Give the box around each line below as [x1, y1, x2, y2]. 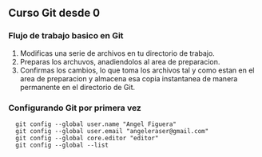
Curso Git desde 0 [8, 6, 101, 20]
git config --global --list [15, 141, 109, 149]
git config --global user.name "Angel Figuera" [15, 120, 177, 128]
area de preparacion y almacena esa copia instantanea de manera [19, 73, 238, 83]
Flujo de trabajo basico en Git [8, 30, 124, 41]
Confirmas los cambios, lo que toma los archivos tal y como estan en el [19, 65, 255, 75]
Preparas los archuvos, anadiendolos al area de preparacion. [19, 57, 220, 66]
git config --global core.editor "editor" [15, 134, 159, 142]
